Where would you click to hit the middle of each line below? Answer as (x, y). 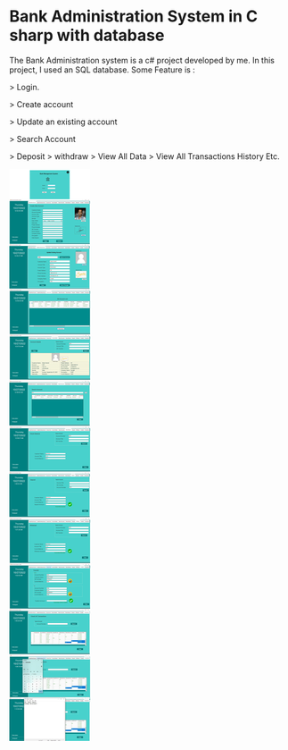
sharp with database (87, 35)
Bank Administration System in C (134, 17)
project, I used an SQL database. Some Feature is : (103, 70)
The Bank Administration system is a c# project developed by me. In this (142, 60)
